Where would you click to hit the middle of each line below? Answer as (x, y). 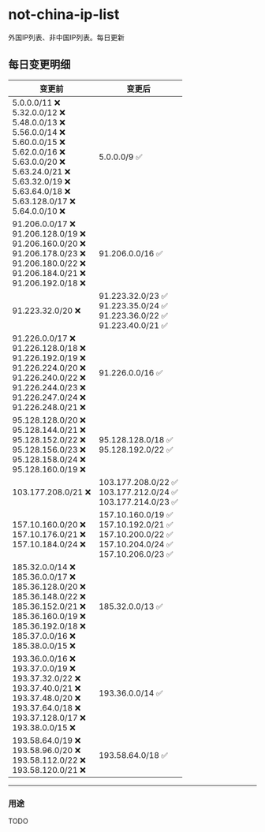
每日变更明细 (39, 65)
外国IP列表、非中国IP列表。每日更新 (66, 37)
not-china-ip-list (64, 15)
